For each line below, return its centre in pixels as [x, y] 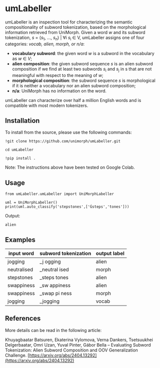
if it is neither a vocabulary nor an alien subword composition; [74, 85]
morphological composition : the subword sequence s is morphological [84, 80]
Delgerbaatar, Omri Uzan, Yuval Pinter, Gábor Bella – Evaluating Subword [78, 345]
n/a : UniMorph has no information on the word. [59, 91]
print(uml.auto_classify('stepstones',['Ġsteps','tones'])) [67, 207]
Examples [20, 240]
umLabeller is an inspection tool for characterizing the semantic [69, 22]
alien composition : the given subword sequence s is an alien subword [82, 63]
